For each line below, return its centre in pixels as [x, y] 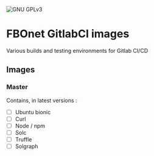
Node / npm [30, 126]
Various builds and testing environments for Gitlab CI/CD [77, 50]
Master [17, 87]
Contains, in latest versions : [42, 100]
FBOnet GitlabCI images [68, 34]
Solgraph [26, 146]
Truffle [23, 139]
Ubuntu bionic [33, 112]
